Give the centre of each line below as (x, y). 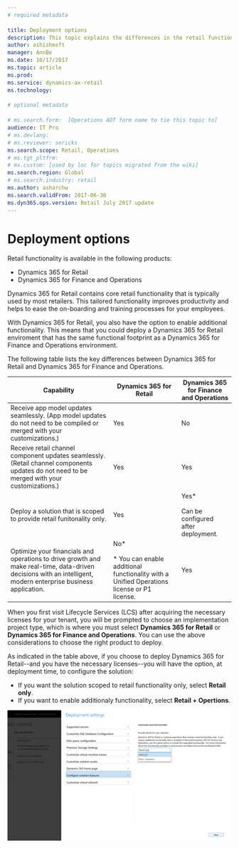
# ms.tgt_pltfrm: (33, 158)
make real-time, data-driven (52, 566)
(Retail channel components (51, 464)
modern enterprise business (52, 581)
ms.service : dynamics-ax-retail (55, 83)
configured (197, 518)
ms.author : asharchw (38, 188)
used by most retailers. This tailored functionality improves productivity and (118, 301)
